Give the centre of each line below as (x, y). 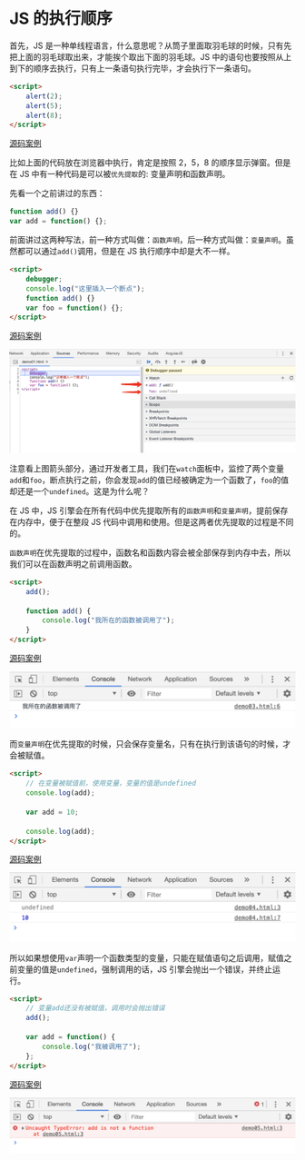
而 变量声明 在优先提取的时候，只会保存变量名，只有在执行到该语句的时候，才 (150, 744)
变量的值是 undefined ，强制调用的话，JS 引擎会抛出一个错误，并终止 (145, 969)
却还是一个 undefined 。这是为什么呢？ (79, 491)
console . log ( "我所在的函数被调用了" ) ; (108, 620)
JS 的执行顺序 (61, 19)
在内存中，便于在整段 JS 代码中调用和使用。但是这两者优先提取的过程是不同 (152, 521)
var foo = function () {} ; (75, 308)
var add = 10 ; (52, 812)
